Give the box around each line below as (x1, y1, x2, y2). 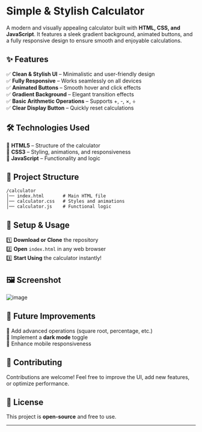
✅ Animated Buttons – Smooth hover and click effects (6, 84, 141, 91)
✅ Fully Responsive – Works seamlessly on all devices (6, 77, 142, 84)
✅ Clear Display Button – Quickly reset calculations (6, 104, 134, 111)
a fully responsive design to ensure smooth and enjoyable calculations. (6, 37, 182, 44)
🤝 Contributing (6, 357, 63, 368)
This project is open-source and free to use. (6, 413, 117, 421)
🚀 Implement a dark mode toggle (6, 333, 88, 341)
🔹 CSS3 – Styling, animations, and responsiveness (6, 148, 131, 155)
